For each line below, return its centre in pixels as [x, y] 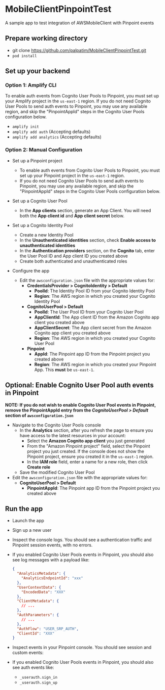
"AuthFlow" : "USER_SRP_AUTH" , [48, 629]
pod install [24, 56]
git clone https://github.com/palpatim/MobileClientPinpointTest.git [79, 50]
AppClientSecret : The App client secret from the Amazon [93, 327]
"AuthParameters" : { [38, 615]
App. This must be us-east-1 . [64, 369]
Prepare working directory [46, 38]
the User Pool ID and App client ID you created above [74, 256]
